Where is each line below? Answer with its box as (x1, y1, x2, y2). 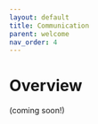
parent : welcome (9, 29, 69, 38)
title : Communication (9, 21, 90, 30)
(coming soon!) (9, 105, 65, 116)
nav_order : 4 (9, 37, 58, 47)
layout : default (9, 12, 69, 22)
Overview (9, 76, 83, 96)
